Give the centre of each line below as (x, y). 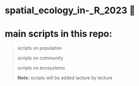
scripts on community (40, 58)
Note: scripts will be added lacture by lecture (65, 78)
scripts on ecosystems (41, 68)
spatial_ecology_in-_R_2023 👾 (70, 10)
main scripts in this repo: (59, 34)
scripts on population (40, 48)
